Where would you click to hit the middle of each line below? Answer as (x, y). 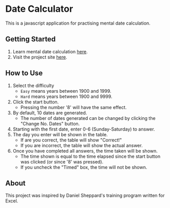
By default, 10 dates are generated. (50, 113)
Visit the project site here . (40, 57)
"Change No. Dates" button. (50, 123)
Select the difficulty (33, 86)
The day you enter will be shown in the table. (60, 134)
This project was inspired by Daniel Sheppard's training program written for (85, 196)
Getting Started (31, 39)
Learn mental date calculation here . (50, 51)
